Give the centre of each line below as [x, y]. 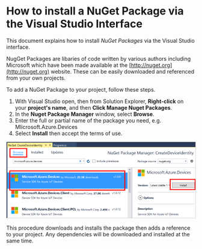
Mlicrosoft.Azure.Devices [46, 127]
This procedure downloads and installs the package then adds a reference [98, 228]
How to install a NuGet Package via [95, 11]
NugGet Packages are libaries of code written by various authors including [99, 58]
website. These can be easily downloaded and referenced [123, 71]
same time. [20, 241]
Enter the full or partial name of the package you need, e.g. [88, 120]
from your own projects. [36, 78]
